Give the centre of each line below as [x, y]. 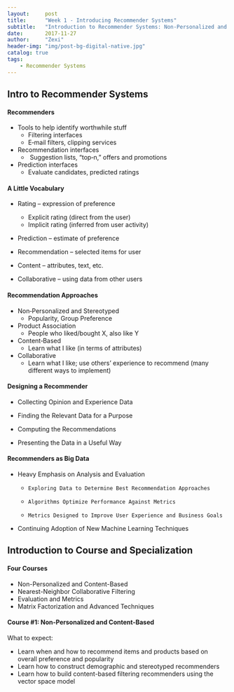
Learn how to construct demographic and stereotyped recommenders [118, 666]
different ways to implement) [69, 370]
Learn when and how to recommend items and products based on [113, 651]
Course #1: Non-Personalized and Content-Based [81, 622]
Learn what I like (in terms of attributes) [85, 348]
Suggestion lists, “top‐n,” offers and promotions [98, 158]
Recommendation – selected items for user [79, 252]
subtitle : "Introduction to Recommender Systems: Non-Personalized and [117, 27]
